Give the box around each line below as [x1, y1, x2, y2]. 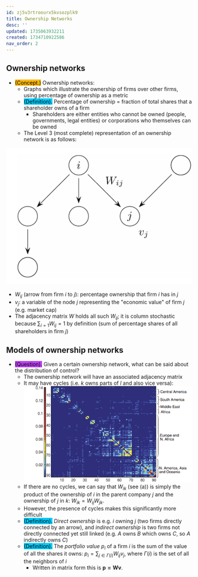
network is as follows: [23, 136, 77, 143]
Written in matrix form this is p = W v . [32, 564, 123, 571]
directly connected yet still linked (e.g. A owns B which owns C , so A [23, 530, 191, 537]
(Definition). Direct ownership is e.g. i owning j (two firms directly [23, 517, 182, 524]
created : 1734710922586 [6, 34, 65, 41]
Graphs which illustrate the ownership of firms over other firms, [23, 85, 178, 92]
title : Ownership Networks [6, 15, 73, 22]
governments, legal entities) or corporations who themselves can [32, 117, 191, 124]
